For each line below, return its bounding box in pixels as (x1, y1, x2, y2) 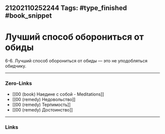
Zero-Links (5, 80, 32, 87)
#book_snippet (5, 12, 53, 20)
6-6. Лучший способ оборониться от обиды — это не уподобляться (5, 58, 148, 64)
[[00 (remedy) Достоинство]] (12, 107, 73, 112)
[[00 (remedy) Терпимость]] (12, 102, 71, 107)
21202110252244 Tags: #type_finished (5, 4, 127, 12)
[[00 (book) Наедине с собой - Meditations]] (12, 91, 104, 97)
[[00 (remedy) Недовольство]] (12, 96, 76, 102)
